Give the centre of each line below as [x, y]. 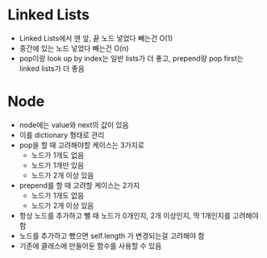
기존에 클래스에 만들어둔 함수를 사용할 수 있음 [90, 246]
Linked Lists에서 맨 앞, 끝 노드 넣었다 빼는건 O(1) [96, 38]
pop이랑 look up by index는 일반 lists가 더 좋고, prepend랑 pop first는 [131, 58]
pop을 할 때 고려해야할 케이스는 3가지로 [81, 145]
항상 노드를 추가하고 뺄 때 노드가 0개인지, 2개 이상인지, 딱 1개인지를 [125, 215]
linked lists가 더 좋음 [52, 68]
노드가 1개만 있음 [58, 165]
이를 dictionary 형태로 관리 [62, 135]
